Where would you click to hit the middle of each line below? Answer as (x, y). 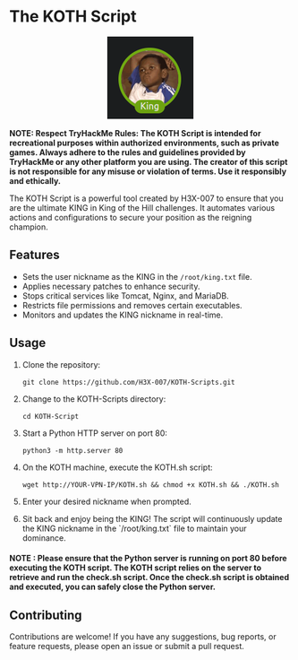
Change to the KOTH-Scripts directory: (94, 399)
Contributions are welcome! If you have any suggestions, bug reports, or (143, 636)
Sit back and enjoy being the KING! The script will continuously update (152, 518)
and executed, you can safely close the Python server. (113, 587)
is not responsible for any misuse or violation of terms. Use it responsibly (148, 171)
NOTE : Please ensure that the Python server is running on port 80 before (149, 559)
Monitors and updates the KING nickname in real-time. (123, 315)
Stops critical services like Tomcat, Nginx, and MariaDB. (126, 295)
